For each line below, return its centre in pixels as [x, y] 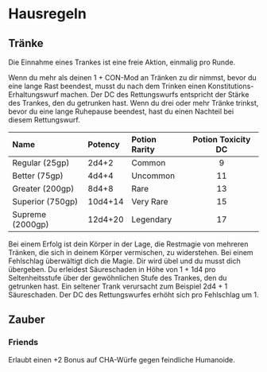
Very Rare [150, 201]
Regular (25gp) [41, 163]
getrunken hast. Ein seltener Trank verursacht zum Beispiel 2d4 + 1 [118, 286]
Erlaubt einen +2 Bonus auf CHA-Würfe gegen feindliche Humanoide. [122, 359]
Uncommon [153, 176]
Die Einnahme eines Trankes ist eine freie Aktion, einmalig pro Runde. [122, 62]
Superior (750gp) [45, 201]
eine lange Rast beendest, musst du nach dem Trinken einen [107, 86]
